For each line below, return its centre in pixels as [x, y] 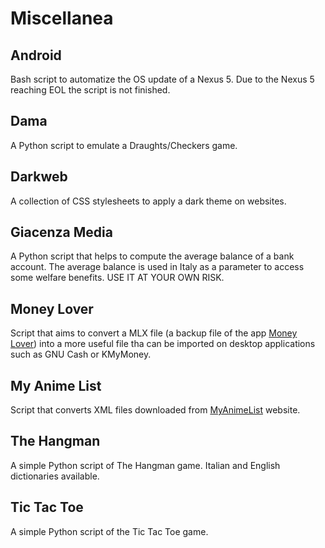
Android [36, 55]
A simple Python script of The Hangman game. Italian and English [145, 465]
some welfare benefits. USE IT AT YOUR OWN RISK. [117, 278]
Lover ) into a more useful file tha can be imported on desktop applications [163, 344]
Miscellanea [62, 18]
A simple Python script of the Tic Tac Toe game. [109, 531]
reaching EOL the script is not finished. [90, 90]
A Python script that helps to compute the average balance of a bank [152, 256]
